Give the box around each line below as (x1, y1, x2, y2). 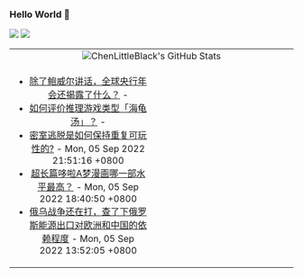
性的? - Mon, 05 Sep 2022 (31, 143, 146, 156)
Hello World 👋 (9, 8, 70, 21)
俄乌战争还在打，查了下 (29, 206, 129, 219)
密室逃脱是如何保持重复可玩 (29, 130, 147, 142)
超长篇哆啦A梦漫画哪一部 (31, 167, 137, 180)
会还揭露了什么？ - (48, 89, 129, 102)
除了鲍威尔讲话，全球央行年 (29, 76, 147, 88)
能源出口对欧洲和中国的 (38, 219, 138, 232)
